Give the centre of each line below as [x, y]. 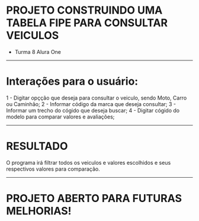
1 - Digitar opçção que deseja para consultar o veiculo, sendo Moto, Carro [97, 98]
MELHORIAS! [39, 211]
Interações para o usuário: [72, 81]
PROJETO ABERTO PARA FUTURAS [94, 198]
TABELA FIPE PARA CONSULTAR [87, 23]
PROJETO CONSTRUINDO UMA [84, 10]
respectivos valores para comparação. [53, 169]
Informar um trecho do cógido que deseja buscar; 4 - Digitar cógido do [93, 110]
